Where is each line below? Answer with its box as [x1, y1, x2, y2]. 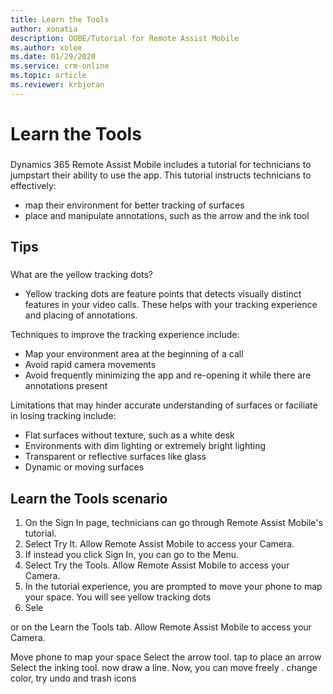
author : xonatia [10, 24, 78, 34]
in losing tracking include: [10, 410, 117, 422]
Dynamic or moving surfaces [24, 461, 145, 473]
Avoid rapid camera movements [24, 359, 157, 371]
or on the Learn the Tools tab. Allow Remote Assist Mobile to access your [10, 621, 312, 633]
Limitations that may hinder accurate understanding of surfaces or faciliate [10, 399, 318, 411]
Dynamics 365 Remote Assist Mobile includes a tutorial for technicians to [10, 158, 312, 170]
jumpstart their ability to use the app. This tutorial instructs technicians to [10, 169, 312, 181]
